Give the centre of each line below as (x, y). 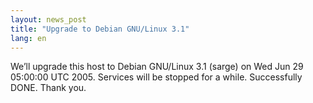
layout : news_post (48, 19)
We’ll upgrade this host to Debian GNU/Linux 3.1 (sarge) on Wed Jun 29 (157, 67)
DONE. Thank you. (48, 88)
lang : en (28, 38)
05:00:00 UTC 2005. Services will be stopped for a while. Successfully (156, 77)
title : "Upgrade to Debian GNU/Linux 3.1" (100, 29)
